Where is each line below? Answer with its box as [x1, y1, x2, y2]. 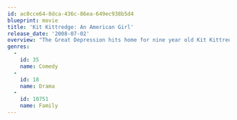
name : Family [20, 102, 59, 109]
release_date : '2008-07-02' [7, 30, 90, 37]
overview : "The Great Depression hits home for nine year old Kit [7, 37, 207, 44]
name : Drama [20, 83, 55, 90]
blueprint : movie [7, 17, 59, 24]
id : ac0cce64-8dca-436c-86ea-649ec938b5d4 [7, 10, 134, 18]
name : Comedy [20, 63, 59, 70]
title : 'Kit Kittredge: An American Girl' [7, 23, 134, 30]
